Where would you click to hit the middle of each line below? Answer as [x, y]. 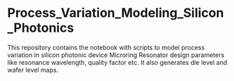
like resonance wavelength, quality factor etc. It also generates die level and [117, 62]
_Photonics [41, 28]
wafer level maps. [33, 70]
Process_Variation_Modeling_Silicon [116, 13]
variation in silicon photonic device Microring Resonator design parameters [116, 55]
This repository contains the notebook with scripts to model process [106, 47]
